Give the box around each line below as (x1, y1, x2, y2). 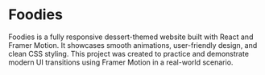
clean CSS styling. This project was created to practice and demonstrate (8, 49, 250, 58)
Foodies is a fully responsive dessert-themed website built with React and (8, 32, 254, 41)
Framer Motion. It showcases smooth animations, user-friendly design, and (8, 40, 258, 49)
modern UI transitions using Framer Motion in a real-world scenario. (8, 57, 234, 67)
